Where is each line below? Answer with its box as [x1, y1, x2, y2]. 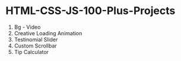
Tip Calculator [14, 48, 49, 55]
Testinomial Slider [14, 36, 58, 43]
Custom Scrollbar [14, 42, 57, 49]
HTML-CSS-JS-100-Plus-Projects [5, 4, 176, 18]
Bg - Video [14, 23, 41, 30]
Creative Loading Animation [14, 29, 82, 36]
